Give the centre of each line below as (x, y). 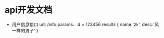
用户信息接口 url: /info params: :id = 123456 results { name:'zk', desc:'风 (85, 24)
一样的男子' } (25, 30)
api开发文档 (28, 10)
